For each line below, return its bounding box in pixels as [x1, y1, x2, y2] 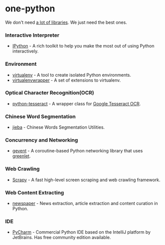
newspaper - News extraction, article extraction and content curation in [12, 200, 158, 206]
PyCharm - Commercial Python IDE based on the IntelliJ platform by [12, 229, 151, 235]
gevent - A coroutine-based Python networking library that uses [12, 148, 143, 154]
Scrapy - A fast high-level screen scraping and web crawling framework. [12, 177, 161, 183]
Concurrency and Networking [5, 137, 78, 144]
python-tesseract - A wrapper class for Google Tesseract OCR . [12, 100, 141, 106]
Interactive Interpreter [5, 32, 60, 39]
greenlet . [12, 153, 31, 159]
